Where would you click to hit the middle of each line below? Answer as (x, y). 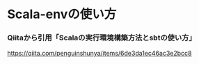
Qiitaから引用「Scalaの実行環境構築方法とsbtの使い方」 (102, 38)
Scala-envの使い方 (62, 14)
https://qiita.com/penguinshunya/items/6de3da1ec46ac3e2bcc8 (100, 54)
